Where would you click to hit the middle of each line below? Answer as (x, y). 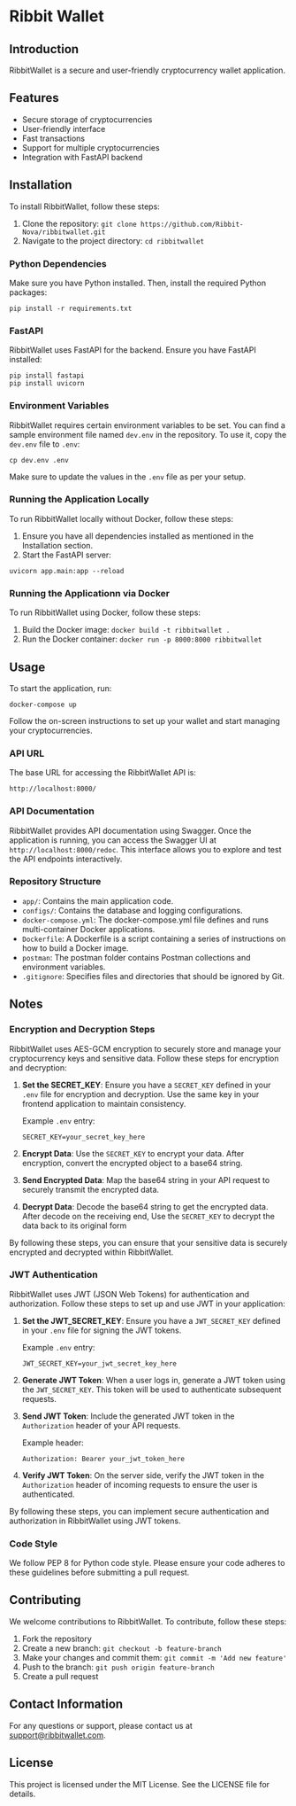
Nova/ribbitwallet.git (64, 232)
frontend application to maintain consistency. (104, 1103)
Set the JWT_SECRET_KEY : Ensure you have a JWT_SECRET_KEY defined (151, 1320)
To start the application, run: (61, 688)
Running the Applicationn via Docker (90, 593)
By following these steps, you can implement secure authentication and (139, 1511)
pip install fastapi (47, 376)
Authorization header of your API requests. (101, 1425)
